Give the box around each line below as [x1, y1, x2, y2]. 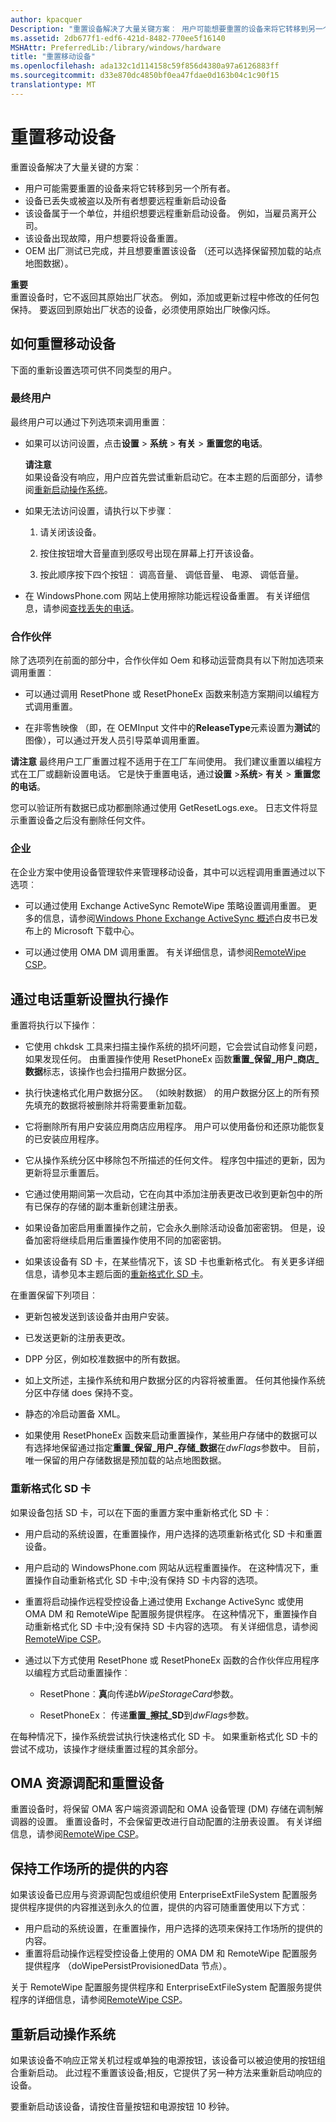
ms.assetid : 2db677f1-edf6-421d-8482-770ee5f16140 [10, 33, 226, 43]
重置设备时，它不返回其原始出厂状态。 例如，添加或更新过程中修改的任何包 [10, 291, 320, 303]
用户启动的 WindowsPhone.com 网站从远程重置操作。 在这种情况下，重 [24, 1561, 320, 1573]
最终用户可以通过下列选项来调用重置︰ [10, 416, 168, 428]
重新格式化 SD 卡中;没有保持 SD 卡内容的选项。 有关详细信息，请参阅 [33, 1620, 318, 1632]
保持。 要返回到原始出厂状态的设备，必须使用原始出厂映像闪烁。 [10, 303, 276, 315]
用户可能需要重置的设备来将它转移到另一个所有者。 [24, 182, 236, 194]
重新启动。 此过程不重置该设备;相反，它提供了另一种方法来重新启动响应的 [18, 2066, 323, 2078]
